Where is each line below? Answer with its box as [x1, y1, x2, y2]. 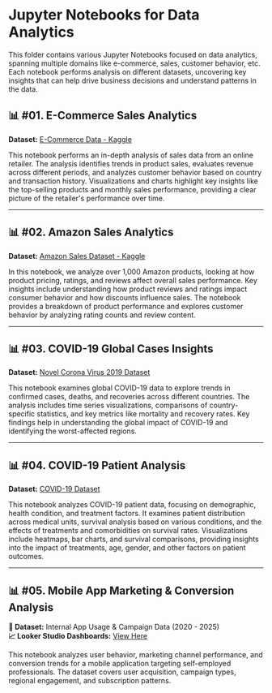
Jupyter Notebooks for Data [8, 6, 200, 24]
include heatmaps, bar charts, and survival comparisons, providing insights [8, 534, 259, 544]
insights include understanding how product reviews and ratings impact [8, 284, 248, 294]
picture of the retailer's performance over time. [8, 193, 165, 203]
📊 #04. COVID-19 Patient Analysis [8, 458, 186, 472]
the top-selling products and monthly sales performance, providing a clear [8, 184, 257, 194]
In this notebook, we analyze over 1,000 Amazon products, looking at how [8, 266, 255, 277]
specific [8, 409, 36, 419]
